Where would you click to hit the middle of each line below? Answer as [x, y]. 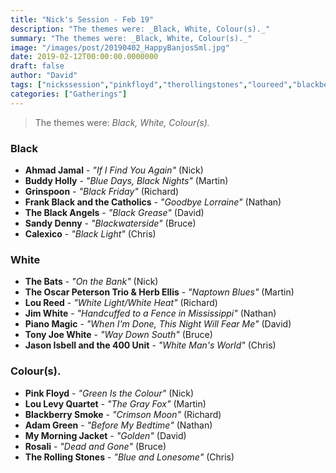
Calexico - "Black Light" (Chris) [90, 233]
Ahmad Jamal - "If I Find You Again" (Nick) [114, 170]
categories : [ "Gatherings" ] [69, 94]
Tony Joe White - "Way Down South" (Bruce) [118, 335]
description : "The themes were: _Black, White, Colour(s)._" [140, 29]
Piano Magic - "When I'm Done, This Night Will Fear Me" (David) [158, 324]
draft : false [37, 66]
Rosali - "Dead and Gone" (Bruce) [95, 446]
